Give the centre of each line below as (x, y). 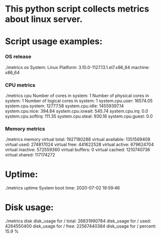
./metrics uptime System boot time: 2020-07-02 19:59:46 (63, 188)
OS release (18, 57)
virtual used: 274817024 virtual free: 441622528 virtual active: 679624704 (80, 145)
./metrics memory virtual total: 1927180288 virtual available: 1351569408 (78, 139)
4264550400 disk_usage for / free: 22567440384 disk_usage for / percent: (81, 226)
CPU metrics (20, 85)
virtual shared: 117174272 (30, 155)
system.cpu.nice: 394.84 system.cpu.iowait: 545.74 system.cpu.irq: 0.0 (77, 111)
